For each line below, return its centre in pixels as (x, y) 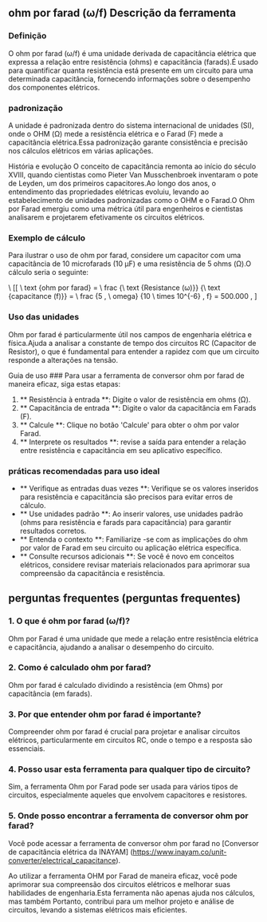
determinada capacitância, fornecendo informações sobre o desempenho (130, 78)
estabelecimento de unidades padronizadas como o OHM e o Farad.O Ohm (132, 200)
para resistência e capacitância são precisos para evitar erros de (126, 497)
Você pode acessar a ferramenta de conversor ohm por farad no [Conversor (133, 843)
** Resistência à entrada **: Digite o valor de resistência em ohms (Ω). (135, 399)
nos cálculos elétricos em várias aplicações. (81, 150)
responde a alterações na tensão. (63, 360)
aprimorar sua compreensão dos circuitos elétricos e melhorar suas (120, 884)
